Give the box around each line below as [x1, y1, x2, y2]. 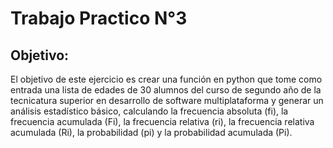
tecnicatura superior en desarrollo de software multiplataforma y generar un [10, 95, 324, 106]
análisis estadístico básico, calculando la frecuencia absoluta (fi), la [10, 105, 289, 117]
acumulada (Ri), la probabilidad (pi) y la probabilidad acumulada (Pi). [10, 127, 293, 138]
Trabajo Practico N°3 [10, 7, 188, 30]
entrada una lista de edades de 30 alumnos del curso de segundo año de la [10, 84, 322, 96]
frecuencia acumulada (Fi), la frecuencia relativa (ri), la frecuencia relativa [10, 116, 315, 127]
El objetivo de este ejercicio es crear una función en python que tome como [10, 73, 323, 85]
